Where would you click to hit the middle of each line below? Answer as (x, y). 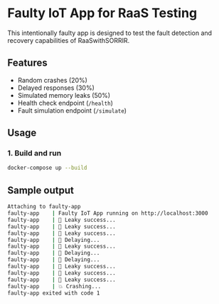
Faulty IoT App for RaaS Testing (102, 13)
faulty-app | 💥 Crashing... (54, 286)
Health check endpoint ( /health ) (65, 103)
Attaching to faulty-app (44, 207)
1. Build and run (34, 153)
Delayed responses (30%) (56, 88)
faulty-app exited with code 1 (54, 293)
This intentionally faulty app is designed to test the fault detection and (109, 33)
